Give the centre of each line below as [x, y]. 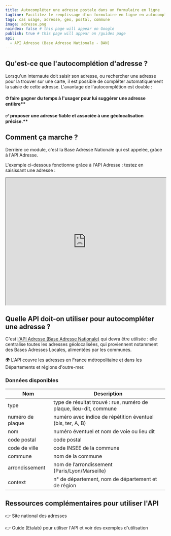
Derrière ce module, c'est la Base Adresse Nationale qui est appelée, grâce [84, 149]
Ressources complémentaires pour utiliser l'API [82, 503]
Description [108, 393]
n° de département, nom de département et [105, 479]
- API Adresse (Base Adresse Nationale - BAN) [60, 43]
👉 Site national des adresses [36, 516]
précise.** [17, 121]
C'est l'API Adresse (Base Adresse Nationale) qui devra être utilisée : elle [81, 339]
